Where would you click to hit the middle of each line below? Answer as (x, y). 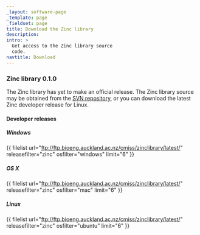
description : (23, 35)
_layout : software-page (36, 12)
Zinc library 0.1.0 (32, 79)
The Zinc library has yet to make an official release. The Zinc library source (100, 91)
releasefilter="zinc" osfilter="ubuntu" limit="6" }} (68, 226)
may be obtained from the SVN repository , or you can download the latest (99, 98)
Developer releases (31, 119)
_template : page (27, 18)
